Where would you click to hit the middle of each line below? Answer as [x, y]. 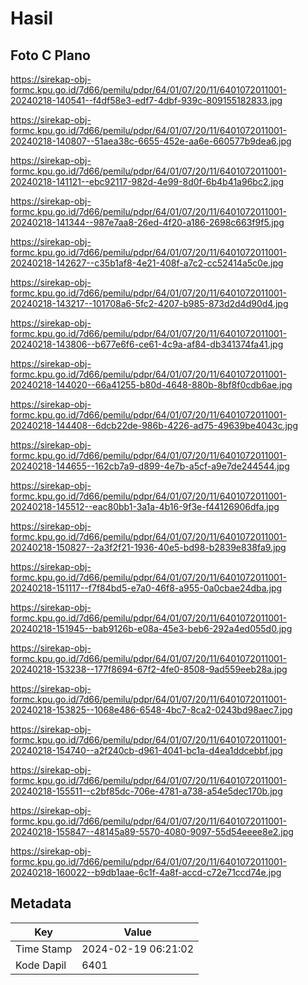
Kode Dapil [41, 965]
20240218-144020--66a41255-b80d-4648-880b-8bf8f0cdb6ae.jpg [151, 385]
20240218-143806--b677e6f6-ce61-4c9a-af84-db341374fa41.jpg [147, 344]
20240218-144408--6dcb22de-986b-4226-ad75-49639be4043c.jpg [154, 425]
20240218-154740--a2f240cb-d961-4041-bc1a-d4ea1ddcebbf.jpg [146, 750]
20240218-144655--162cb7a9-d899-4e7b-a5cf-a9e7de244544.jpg [150, 466]
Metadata [41, 903]
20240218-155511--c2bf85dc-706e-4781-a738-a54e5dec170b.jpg [146, 791]
